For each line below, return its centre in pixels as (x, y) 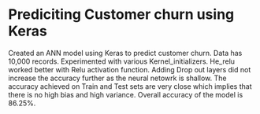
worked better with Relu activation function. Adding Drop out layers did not (130, 69)
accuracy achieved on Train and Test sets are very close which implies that (130, 86)
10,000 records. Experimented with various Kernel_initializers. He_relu (121, 61)
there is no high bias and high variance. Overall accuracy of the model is (126, 94)
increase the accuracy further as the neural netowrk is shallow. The (117, 78)
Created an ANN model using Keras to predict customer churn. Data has (125, 53)
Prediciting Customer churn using (121, 15)
